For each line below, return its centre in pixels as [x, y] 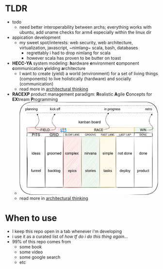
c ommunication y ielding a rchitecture [49, 68]
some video [31, 252]
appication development [36, 37]
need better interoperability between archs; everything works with [85, 27]
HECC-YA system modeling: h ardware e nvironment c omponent [75, 63]
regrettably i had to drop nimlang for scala [68, 53]
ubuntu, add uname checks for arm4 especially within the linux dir [85, 32]
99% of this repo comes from [41, 242]
